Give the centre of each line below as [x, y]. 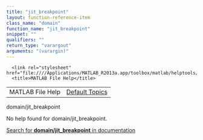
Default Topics [87, 92]
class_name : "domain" [34, 23]
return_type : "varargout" [39, 46]
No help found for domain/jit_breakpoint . [57, 118]
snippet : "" [21, 34]
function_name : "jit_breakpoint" [48, 29]
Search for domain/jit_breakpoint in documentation [71, 130]
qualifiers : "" [25, 40]
